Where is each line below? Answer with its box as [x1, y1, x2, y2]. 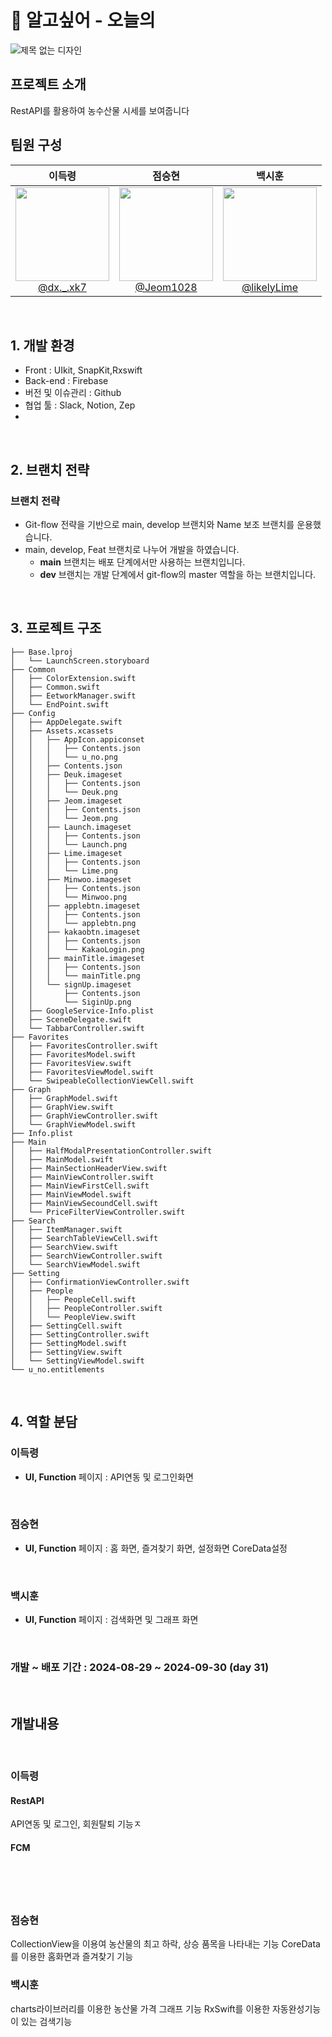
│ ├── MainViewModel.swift [10, 1189, 132, 1200]
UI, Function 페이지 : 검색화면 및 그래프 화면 [24, 1614, 199, 1626]
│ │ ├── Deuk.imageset [10, 769, 123, 780]
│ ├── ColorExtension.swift [10, 673, 137, 683]
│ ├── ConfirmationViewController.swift [10, 1277, 190, 1287]
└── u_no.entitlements [10, 1364, 105, 1375]
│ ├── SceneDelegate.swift [10, 1014, 132, 1025]
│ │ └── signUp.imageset [10, 979, 132, 990]
